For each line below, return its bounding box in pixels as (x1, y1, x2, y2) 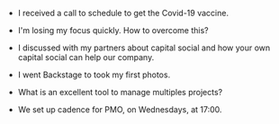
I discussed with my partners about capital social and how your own (17, 42, 271, 53)
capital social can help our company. (17, 52, 155, 62)
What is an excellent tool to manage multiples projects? (17, 87, 223, 97)
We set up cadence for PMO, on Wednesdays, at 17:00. (17, 104, 222, 115)
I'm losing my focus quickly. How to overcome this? (17, 25, 209, 35)
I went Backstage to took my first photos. (17, 69, 171, 80)
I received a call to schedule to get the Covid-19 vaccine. (17, 8, 229, 18)
